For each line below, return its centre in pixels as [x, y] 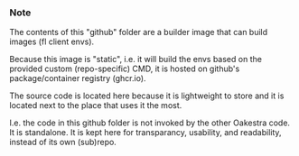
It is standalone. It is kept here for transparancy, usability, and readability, [145, 133]
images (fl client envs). [52, 41]
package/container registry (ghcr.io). [78, 78]
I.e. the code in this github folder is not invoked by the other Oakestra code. [150, 123]
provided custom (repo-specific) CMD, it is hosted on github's [125, 69]
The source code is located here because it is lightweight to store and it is [147, 96]
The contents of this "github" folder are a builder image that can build [139, 32]
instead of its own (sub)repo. [63, 142]
